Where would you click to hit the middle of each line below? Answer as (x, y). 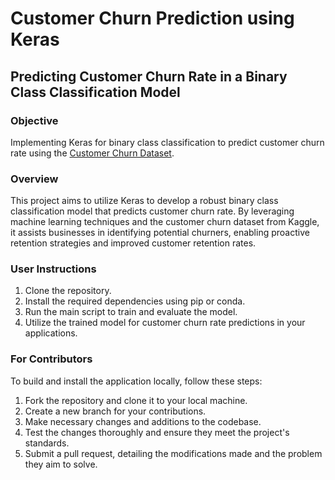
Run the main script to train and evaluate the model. (131, 312)
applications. (51, 333)
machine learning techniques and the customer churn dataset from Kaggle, (165, 222)
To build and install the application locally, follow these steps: (136, 381)
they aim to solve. (61, 464)
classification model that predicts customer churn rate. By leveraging (152, 211)
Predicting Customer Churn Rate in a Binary (149, 76)
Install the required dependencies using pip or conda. (135, 301)
